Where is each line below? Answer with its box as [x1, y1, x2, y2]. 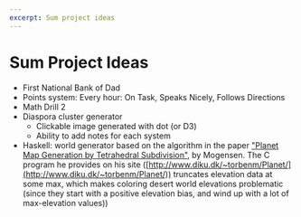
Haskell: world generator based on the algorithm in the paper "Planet [22, 139, 279, 150]
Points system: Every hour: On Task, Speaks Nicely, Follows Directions [22, 91, 286, 102]
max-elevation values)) [22, 197, 108, 208]
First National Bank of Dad [22, 82, 120, 93]
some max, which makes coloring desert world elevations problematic [22, 178, 284, 189]
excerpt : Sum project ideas [9, 13, 116, 23]
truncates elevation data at [173, 168, 273, 179]
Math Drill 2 [22, 101, 66, 112]
